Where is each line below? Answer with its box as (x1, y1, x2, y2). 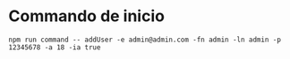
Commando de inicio (8, 6, 165, 26)
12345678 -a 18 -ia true (8, 42, 101, 52)
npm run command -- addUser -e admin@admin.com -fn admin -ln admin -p (8, 35, 281, 44)
